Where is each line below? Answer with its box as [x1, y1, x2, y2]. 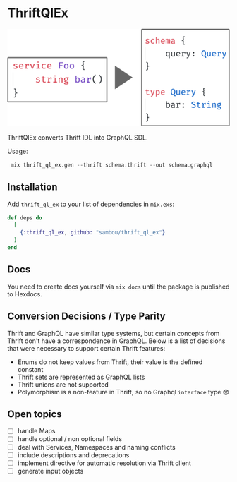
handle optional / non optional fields [17, 435, 122, 443]
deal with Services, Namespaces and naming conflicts [17, 442, 176, 451]
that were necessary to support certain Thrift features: [7, 344, 166, 352]
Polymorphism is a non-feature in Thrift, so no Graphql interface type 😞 [17, 387, 230, 396]
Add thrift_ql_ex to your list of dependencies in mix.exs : [7, 200, 175, 208]
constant [17, 365, 44, 373]
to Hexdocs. [7, 289, 42, 298]
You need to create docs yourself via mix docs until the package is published [7, 282, 230, 291]
